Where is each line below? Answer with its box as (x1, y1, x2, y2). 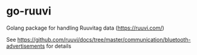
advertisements (6, 42, 45, 50)
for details (46, 42, 71, 50)
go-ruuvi (6, 4, 51, 18)
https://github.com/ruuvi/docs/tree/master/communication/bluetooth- (17, 36, 192, 43)
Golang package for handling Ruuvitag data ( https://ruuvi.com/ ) (6, 24, 164, 31)
